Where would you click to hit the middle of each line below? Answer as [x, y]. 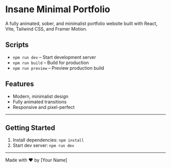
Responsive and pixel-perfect [44, 107]
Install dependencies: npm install [48, 140]
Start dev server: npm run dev [44, 146]
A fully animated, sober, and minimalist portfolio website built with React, [81, 23]
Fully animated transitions [40, 102]
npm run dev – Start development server [54, 57]
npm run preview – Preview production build [58, 68]
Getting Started [30, 128]
